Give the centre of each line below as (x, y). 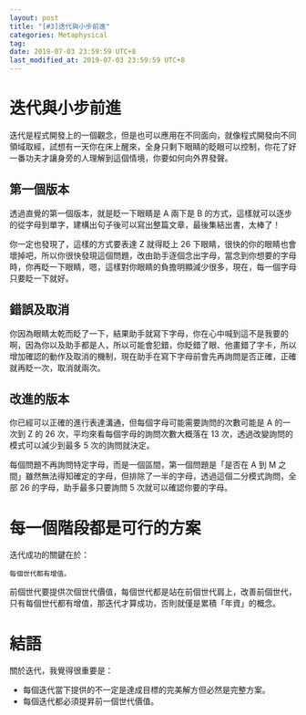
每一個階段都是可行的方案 (106, 528)
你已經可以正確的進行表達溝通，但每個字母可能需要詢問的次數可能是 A (141, 423)
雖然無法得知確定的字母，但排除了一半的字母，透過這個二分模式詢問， (157, 476)
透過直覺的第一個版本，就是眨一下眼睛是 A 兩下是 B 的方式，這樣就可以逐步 (151, 213)
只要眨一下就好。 (41, 278)
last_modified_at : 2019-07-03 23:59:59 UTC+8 (97, 60)
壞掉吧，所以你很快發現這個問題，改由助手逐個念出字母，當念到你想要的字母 (153, 255)
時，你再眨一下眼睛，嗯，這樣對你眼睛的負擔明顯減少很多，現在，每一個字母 (153, 266)
